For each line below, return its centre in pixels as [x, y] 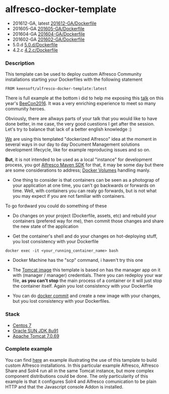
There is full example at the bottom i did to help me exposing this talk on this [84, 98]
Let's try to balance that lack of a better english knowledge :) [69, 129]
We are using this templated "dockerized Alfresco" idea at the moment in [81, 139]
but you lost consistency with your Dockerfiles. [61, 301]
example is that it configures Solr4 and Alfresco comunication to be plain [81, 381]
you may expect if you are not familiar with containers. [69, 196]
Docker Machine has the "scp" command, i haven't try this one [78, 260]
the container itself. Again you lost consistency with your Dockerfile [82, 286]
